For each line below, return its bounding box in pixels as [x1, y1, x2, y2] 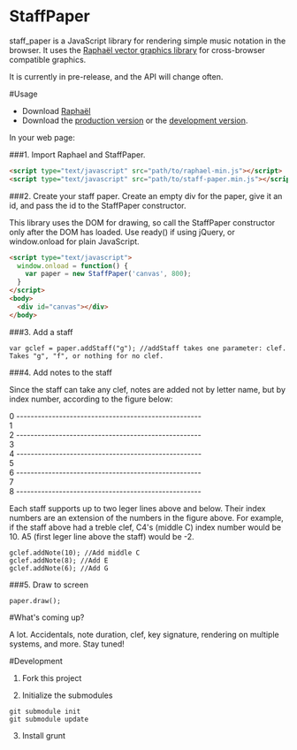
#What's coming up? [9, 612, 85, 623]
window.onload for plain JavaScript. [9, 236, 140, 247]
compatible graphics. [9, 54, 87, 65]
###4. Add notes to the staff [9, 367, 112, 378]
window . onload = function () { [17, 261, 128, 271]
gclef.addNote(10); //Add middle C [9, 548, 141, 557]
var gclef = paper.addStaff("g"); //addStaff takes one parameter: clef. [9, 343, 287, 353]
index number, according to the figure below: [9, 394, 173, 404]
